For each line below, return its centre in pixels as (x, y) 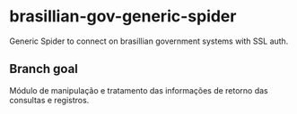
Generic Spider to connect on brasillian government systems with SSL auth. (149, 41)
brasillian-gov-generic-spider (123, 16)
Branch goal (44, 69)
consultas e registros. (49, 100)
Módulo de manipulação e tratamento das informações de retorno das (139, 90)
